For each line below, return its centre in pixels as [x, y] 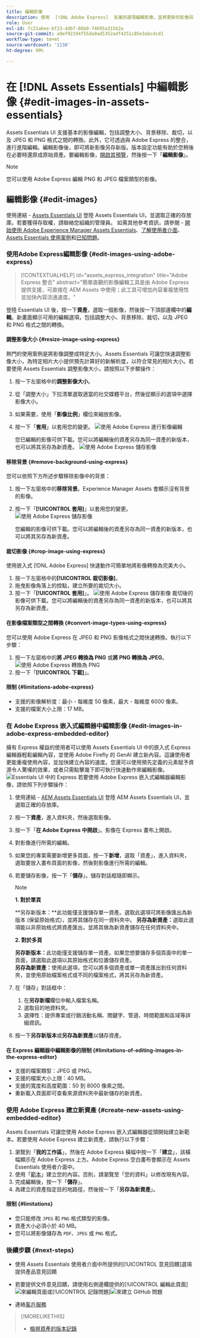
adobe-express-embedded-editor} [58, 733]
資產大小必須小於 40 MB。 [47, 1225]
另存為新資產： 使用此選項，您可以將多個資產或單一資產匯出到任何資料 [101, 968]
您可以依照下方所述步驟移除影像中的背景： [58, 476]
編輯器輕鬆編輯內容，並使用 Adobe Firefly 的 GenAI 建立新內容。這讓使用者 [98, 755]
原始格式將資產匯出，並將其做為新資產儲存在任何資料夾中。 [109, 927]
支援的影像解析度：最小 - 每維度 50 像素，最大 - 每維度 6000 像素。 [98, 701]
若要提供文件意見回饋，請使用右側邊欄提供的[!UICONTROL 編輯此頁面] [101, 1284]
